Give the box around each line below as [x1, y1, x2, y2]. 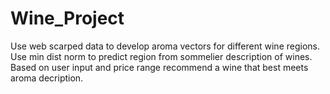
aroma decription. [10, 72, 84, 84]
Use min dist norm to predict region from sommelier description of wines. [10, 50, 313, 62]
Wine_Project [10, 7, 125, 30]
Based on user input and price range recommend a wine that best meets [10, 61, 309, 73]
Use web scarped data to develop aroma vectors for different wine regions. [10, 40, 320, 52]
